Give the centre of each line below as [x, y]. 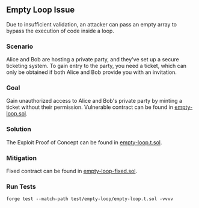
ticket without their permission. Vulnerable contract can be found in [90, 107]
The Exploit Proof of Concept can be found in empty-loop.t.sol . [84, 142]
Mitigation [22, 158]
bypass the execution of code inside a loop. [60, 31]
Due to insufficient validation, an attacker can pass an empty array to [92, 24]
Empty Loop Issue [41, 10]
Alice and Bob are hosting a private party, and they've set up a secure [93, 60]
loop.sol [16, 114]
